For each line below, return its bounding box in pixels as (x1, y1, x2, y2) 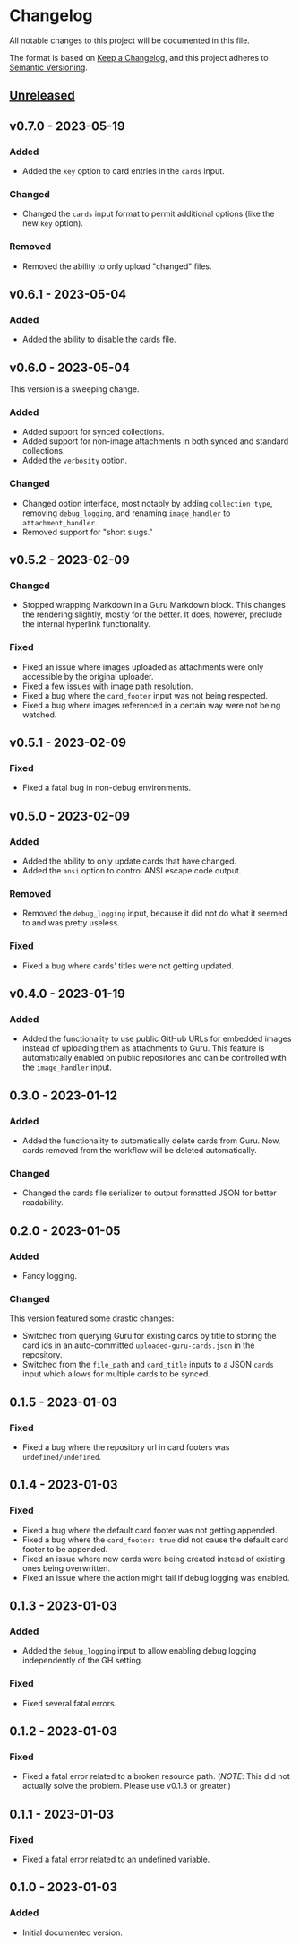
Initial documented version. (21, 1927, 123, 1938)
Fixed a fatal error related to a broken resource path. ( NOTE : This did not (21, 1771, 291, 1782)
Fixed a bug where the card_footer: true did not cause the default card (21, 1534, 289, 1545)
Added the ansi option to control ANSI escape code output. (21, 865, 242, 876)
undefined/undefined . (21, 1452, 101, 1462)
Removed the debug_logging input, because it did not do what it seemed (21, 907, 288, 919)
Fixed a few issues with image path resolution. (21, 681, 193, 691)
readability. (21, 1197, 64, 1208)
